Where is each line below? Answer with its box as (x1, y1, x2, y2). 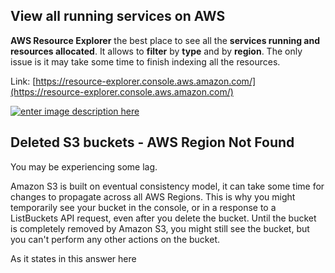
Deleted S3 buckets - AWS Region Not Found (10, 134, 295, 151)
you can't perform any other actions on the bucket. (10, 233, 221, 245)
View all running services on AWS (10, 8, 226, 25)
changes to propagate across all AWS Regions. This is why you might (10, 190, 296, 203)
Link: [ (10, 75, 37, 87)
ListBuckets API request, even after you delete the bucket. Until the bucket (10, 212, 317, 224)
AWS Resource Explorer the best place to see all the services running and (10, 34, 321, 46)
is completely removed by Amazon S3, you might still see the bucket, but (10, 222, 310, 234)
